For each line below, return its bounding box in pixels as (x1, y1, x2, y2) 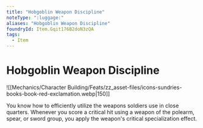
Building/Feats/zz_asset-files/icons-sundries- (67, 84, 182, 91)
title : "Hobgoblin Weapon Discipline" (6, 9, 105, 15)
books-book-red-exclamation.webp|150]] (6, 90, 110, 98)
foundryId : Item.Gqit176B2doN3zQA (6, 26, 94, 32)
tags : (6, 32, 20, 38)
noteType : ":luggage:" (6, 15, 64, 21)
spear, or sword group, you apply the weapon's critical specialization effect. (6, 115, 197, 122)
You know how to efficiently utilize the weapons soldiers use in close (6, 102, 179, 109)
